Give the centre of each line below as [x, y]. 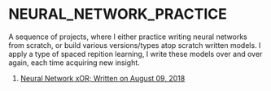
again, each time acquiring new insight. [74, 63]
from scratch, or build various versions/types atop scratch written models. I [135, 45]
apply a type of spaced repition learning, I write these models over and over [135, 54]
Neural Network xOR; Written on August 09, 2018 [103, 78]
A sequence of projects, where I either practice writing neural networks [128, 37]
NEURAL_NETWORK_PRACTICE [118, 14]
